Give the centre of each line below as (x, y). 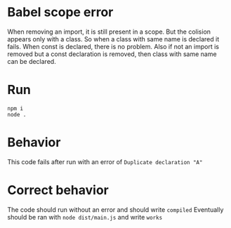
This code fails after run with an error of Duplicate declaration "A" (105, 161)
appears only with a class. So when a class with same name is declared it (113, 39)
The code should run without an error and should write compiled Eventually (115, 209)
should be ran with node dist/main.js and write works (85, 217)
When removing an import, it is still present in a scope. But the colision (109, 32)
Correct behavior (58, 190)
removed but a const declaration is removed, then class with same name (112, 54)
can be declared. (32, 61)
